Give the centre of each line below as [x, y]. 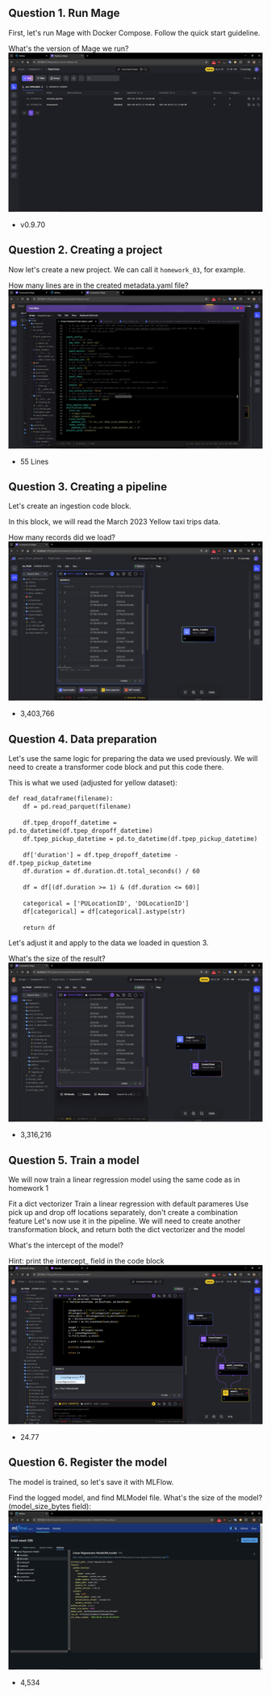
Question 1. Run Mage [64, 13]
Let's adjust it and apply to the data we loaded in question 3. [108, 943]
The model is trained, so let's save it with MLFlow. [91, 1482]
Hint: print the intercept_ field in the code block [86, 1261]
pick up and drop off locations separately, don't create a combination [123, 1213]
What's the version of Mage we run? [69, 48]
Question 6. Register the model [88, 1463]
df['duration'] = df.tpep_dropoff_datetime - [101, 856]
